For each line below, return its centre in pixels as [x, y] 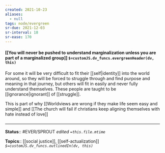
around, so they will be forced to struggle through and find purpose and [78, 79]
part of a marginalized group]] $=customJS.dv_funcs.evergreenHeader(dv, [80, 58]
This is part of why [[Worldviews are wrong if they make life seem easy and [82, 104]
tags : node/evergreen [27, 23]
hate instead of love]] [27, 114]
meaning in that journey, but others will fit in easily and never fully [72, 84]
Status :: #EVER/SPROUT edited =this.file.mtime [55, 132]
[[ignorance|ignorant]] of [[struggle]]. [43, 94]
